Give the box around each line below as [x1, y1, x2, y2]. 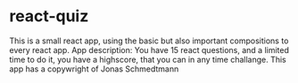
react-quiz [9, 6, 89, 26]
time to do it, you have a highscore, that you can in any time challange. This [9, 54, 287, 64]
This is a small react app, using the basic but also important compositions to [9, 35, 289, 46]
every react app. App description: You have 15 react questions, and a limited [9, 44, 290, 55]
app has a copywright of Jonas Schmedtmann [9, 64, 179, 74]
